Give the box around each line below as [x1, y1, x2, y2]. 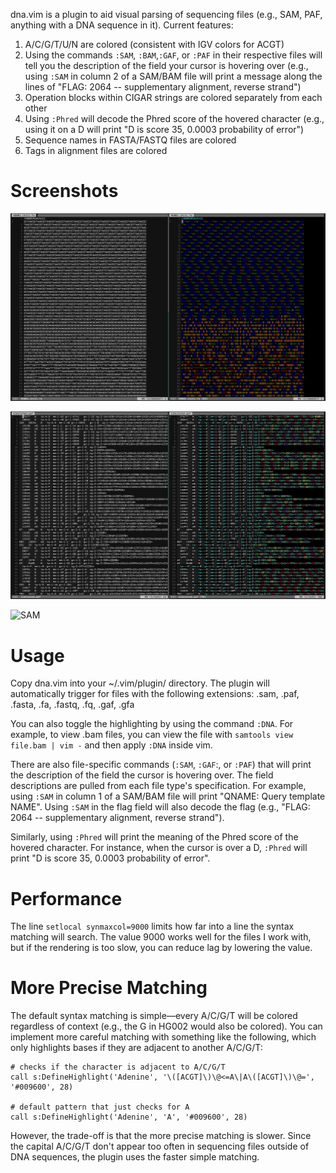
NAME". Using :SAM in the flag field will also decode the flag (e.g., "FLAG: [10, 801, 311, 813]
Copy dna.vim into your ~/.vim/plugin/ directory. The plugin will [10, 677, 270, 689]
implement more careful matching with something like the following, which [10, 1031, 317, 1043]
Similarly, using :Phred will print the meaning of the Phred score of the [10, 831, 299, 843]
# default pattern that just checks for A [10, 1102, 190, 1113]
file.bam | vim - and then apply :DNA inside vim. [10, 739, 213, 751]
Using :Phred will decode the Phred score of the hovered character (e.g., [24, 113, 325, 124]
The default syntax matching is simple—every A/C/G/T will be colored [10, 1010, 298, 1022]
